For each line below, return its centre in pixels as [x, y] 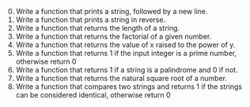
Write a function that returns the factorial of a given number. [114, 36]
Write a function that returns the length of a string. [98, 28]
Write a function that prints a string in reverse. [91, 20]
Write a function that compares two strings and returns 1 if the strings [129, 87]
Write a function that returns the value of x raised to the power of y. [125, 45]
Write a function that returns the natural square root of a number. [121, 78]
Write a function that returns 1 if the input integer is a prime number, [126, 53]
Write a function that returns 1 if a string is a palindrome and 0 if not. [127, 70]
